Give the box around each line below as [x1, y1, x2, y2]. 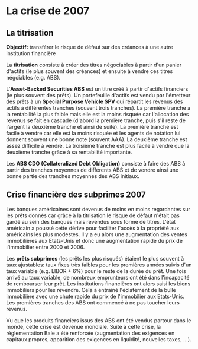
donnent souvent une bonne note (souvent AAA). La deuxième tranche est [6, 136, 187, 143]
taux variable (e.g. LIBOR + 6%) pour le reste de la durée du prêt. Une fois [6, 267, 186, 274]
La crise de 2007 [6, 4, 90, 18]
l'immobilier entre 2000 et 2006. [6, 243, 85, 250]
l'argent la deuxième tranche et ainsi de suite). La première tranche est [6, 123, 178, 130]
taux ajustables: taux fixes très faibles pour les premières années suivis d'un [6, 261, 192, 268]
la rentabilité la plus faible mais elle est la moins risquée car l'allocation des [6, 111, 189, 118]
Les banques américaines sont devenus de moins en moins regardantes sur [6, 205, 191, 212]
